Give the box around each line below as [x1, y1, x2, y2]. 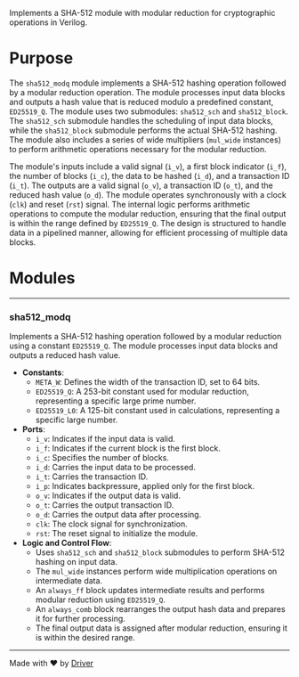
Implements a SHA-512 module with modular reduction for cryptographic [9, 8, 276, 18]
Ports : [21, 424, 46, 435]
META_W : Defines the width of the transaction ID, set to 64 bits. [35, 377, 261, 387]
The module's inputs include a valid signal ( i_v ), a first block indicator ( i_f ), [9, 160, 287, 172]
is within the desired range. [35, 632, 135, 643]
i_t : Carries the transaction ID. [35, 471, 149, 482]
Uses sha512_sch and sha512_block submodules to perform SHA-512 [35, 547, 285, 558]
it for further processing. [35, 614, 126, 624]
